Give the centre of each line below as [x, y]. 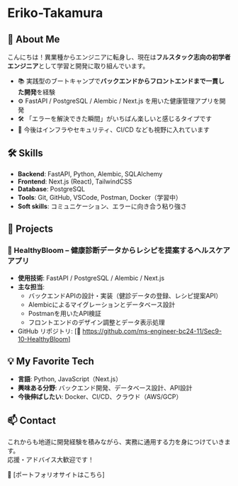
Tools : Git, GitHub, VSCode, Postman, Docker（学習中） [100, 197]
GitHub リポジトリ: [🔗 [49, 331]
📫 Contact [32, 420]
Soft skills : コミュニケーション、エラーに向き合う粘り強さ [102, 206]
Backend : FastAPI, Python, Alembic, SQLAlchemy [90, 174]
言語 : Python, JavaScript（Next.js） [70, 379]
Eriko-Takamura [55, 13]
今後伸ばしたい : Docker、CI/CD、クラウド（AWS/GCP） [100, 397]
